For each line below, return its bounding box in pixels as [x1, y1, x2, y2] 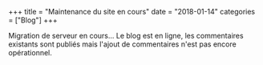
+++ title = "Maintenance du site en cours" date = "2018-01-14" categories [8, 7, 255, 16]
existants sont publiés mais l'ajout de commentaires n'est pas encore [8, 39, 237, 49]
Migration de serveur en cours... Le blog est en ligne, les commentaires [8, 31, 244, 40]
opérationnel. [8, 48, 52, 57]
